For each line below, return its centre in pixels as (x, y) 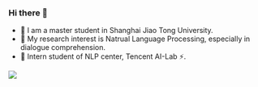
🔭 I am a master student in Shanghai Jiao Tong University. (116, 31)
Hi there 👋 (28, 13)
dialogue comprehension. (62, 48)
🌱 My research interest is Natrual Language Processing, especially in (135, 39)
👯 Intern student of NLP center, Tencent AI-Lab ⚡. (103, 56)
